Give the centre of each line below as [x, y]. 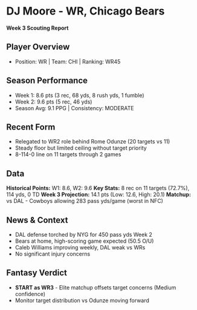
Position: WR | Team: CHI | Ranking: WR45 [68, 61]
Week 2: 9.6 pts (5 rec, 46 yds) [53, 102]
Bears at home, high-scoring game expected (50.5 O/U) [84, 241]
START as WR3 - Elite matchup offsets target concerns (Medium [95, 287]
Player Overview [38, 47]
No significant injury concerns [53, 254]
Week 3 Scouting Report [37, 28]
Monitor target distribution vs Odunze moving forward [82, 300]
